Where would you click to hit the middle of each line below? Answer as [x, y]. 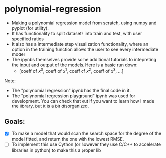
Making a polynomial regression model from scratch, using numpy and [84, 23]
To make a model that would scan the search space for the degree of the [86, 133]
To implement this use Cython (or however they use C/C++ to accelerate [86, 144]
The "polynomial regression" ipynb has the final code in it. [71, 90]
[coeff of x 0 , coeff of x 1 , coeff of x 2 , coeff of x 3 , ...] [71, 70]
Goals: [15, 122]
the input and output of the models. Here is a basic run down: [75, 65]
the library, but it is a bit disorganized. [50, 106]
